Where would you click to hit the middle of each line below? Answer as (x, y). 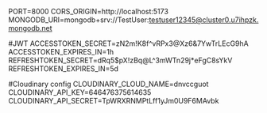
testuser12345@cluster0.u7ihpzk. (204, 20)
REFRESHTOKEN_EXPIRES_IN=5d (64, 69)
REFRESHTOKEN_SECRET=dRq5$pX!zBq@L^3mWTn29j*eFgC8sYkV (120, 60)
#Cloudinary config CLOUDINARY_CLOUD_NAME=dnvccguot (108, 84)
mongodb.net (31, 28)
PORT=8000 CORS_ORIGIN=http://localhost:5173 (89, 11)
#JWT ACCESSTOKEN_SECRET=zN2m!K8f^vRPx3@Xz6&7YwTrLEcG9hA (128, 43)
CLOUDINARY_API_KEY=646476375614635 (80, 92)
